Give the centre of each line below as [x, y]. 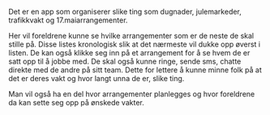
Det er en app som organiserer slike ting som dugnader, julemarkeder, [125, 12]
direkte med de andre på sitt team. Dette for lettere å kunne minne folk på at [135, 70]
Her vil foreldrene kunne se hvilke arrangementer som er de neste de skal [131, 36]
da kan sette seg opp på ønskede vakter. [76, 103]
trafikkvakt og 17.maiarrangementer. [68, 20]
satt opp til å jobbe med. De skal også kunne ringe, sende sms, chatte [125, 61]
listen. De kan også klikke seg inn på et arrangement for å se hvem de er [129, 53]
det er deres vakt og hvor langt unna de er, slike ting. [96, 78]
